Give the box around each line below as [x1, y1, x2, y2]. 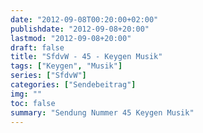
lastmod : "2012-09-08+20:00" [10, 33, 132, 43]
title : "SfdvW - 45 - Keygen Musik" [10, 52, 163, 62]
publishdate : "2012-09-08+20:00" [10, 24, 150, 34]
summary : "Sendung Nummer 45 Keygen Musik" [10, 107, 195, 118]
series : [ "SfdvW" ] [10, 71, 87, 81]
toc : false [10, 98, 56, 108]
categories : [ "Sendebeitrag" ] [10, 80, 137, 90]
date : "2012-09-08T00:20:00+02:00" [10, 14, 159, 25]
